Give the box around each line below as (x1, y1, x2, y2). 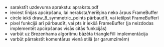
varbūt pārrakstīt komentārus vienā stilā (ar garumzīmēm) (10, 36, 129, 42)
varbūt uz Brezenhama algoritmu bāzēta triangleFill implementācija (10, 31, 148, 36)
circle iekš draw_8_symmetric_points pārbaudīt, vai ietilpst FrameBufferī (10, 15, 159, 20)
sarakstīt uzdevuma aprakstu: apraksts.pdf (10, 4, 99, 10)
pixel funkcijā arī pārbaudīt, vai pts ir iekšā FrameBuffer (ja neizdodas (10, 20, 154, 26)
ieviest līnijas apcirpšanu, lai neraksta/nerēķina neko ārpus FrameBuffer (10, 9, 158, 15)
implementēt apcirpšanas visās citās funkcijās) (10, 25, 107, 31)
